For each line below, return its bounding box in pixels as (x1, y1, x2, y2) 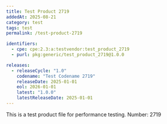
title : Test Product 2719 (6, 8, 69, 15)
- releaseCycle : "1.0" (11, 68, 67, 74)
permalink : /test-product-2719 (6, 30, 83, 36)
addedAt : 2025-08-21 (6, 14, 57, 20)
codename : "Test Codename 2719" (16, 73, 96, 79)
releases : (6, 62, 30, 68)
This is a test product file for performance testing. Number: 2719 (6, 111, 161, 118)
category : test (6, 19, 43, 25)
